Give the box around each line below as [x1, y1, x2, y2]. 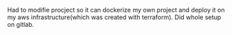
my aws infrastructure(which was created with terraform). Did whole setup [7, 13, 222, 21]
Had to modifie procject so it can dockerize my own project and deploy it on [7, 6, 225, 14]
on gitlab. [7, 21, 35, 28]
